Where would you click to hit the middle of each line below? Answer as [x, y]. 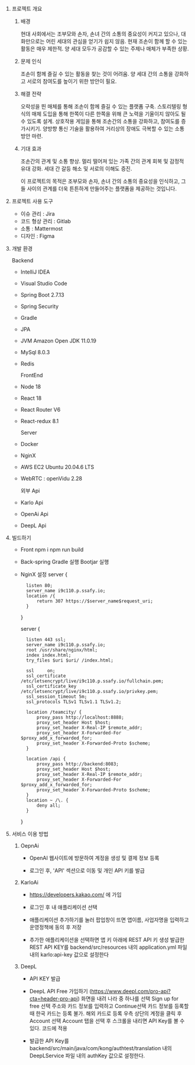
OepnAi [30, 846]
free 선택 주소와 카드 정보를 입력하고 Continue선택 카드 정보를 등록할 [109, 1006]
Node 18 [31, 386]
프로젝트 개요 [27, 9]
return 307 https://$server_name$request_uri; [95, 601]
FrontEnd [32, 375]
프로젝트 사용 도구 [32, 201]
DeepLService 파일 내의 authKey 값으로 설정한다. [87, 1056]
